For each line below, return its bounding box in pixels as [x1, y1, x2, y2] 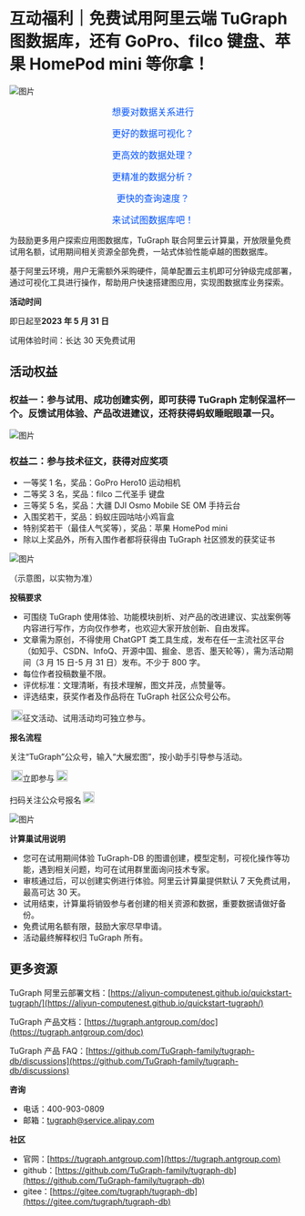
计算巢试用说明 [9, 833, 66, 844]
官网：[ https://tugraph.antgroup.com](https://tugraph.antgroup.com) [22, 1153, 281, 1164]
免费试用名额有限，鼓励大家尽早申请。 [22, 920, 167, 931]
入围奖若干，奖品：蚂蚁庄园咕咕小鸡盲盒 [22, 511, 175, 522]
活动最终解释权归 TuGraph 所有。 [22, 932, 148, 943]
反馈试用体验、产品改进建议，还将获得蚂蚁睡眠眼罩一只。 [27, 407, 280, 420]
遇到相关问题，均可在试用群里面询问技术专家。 [38, 864, 215, 875]
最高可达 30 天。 [22, 887, 86, 897]
